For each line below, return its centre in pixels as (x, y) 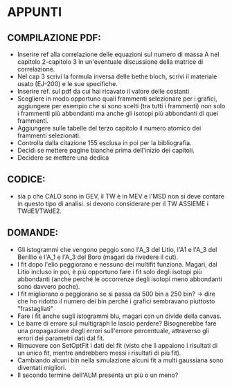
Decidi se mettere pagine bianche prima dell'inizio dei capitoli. (106, 150)
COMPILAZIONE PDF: (54, 38)
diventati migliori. (42, 367)
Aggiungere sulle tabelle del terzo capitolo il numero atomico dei (109, 128)
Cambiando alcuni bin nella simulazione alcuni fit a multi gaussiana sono (120, 360)
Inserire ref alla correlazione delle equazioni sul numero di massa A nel (118, 54)
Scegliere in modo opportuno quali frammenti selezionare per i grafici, (117, 99)
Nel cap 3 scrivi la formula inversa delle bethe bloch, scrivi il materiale (117, 76)
